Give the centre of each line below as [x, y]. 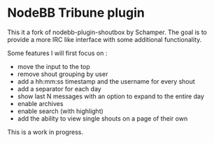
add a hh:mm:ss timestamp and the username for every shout [106, 81]
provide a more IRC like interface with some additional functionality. [105, 39]
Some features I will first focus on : [57, 53]
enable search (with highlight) [60, 111]
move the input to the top [54, 66]
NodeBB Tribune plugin [76, 13]
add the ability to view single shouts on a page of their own [102, 118]
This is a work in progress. [45, 132]
